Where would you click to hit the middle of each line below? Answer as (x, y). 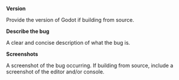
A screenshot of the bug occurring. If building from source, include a (90, 65)
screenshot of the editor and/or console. (55, 72)
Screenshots (22, 54)
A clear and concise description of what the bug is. (68, 43)
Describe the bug (28, 31)
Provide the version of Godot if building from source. (70, 20)
